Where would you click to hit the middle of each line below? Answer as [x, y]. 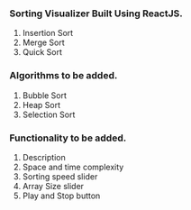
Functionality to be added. [68, 138]
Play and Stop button [61, 196]
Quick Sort [42, 52]
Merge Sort [43, 42]
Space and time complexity [73, 167]
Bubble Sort [45, 95]
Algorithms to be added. [64, 76]
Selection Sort [49, 114]
